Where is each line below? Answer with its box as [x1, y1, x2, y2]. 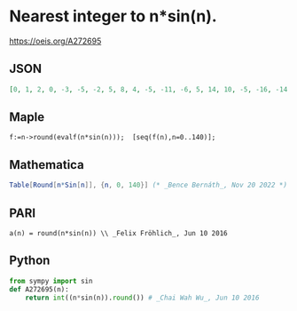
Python [9, 253, 51, 268]
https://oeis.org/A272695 [9, 36, 102, 46]
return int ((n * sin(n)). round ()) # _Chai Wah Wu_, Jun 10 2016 [25, 293, 260, 302]
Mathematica [9, 157, 84, 172]
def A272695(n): [9, 284, 69, 294]
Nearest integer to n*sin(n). [9, 6, 217, 27]
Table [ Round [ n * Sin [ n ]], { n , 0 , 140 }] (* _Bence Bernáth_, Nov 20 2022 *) [9, 180, 288, 190]
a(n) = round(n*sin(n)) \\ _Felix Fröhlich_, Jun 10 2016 [9, 228, 228, 237]
